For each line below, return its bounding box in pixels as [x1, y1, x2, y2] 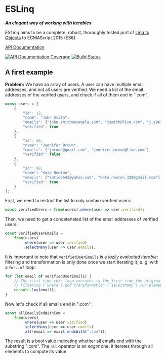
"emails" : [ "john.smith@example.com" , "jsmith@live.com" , [23, 120, 145, 125]
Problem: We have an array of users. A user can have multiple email [5, 81, 144, 87]
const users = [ [5, 101, 39, 106]
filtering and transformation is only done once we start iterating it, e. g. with [5, 259, 159, 265]
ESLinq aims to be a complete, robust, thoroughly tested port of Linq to [5, 29, 150, 35]
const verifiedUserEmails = [5, 231, 63, 236]
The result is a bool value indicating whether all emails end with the [5, 338, 142, 344]
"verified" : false [23, 152, 61, 157]
